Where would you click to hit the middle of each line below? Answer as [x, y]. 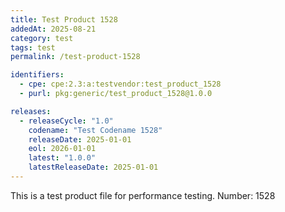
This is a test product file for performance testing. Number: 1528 [143, 195]
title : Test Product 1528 [64, 19]
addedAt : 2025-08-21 [53, 29]
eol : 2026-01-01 [62, 149]
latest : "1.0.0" [62, 158]
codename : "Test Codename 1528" [95, 130]
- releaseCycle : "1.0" [66, 121]
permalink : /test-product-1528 [75, 57]
